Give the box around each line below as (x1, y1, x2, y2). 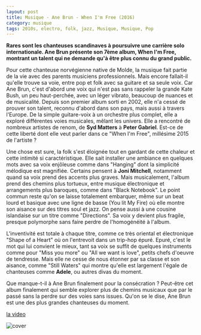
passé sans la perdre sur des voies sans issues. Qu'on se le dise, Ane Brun (6, 292, 191, 300)
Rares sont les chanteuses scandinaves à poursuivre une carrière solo (6, 42, 185, 49)
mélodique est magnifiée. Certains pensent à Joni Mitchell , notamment (6, 167, 182, 175)
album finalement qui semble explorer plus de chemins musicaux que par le (6, 286, 193, 294)
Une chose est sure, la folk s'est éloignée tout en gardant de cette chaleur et (6, 148, 195, 155)
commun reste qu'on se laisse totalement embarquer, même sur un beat (6, 193, 184, 200)
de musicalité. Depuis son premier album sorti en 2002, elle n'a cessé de (6, 98, 186, 106)
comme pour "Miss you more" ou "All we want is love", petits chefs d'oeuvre (6, 249, 194, 256)
